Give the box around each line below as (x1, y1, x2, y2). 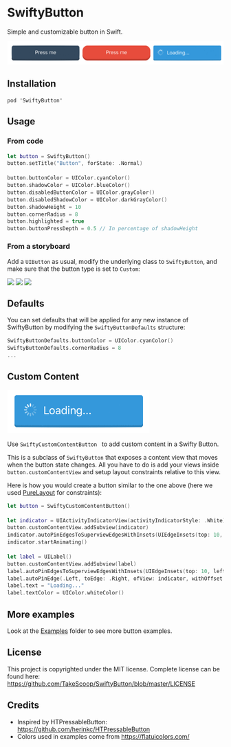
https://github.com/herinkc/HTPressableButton (16, 725, 151, 733)
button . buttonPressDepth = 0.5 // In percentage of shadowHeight (7, 225, 198, 232)
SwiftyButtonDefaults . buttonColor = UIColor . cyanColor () (7, 337, 174, 344)
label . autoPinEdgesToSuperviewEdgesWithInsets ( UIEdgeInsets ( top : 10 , (7, 568, 211, 575)
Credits (7, 700, 40, 711)
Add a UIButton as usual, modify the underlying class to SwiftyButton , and (7, 257, 218, 265)
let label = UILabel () (7, 553, 72, 560)
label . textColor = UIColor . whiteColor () (7, 590, 125, 597)
